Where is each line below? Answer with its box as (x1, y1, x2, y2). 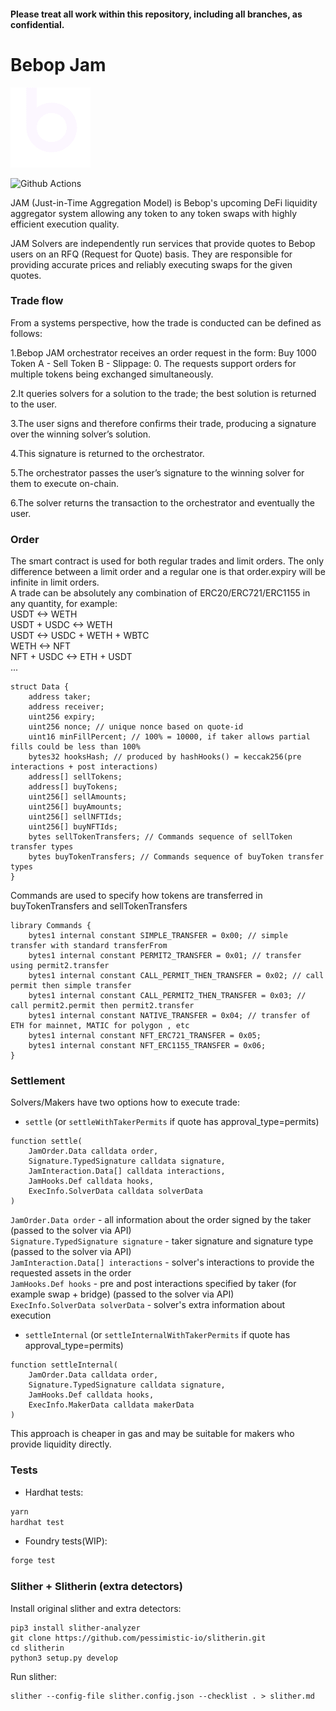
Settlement (10, 1074, 66, 1088)
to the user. (10, 398, 57, 410)
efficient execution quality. (10, 218, 120, 230)
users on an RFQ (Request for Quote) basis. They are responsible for (10, 248, 293, 260)
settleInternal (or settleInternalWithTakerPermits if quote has (24, 1329, 291, 1341)
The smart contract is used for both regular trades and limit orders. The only (10, 555, 325, 567)
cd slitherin (10, 1643, 65, 1653)
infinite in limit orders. (10, 576, 100, 589)
